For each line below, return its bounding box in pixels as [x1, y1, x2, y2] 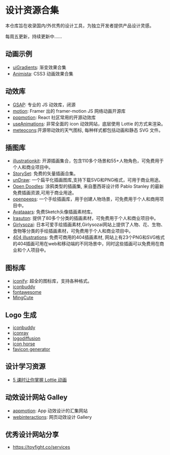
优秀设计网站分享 [5, 431, 59, 439]
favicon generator [12, 346, 50, 352]
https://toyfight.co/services [12, 444, 70, 450]
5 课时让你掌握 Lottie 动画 [12, 376, 67, 383]
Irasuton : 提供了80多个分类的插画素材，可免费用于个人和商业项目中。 [12, 215, 159, 221]
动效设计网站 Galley [5, 393, 68, 402]
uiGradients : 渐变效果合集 [12, 64, 67, 70]
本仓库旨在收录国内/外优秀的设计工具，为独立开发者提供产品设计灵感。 [5, 22, 154, 29]
